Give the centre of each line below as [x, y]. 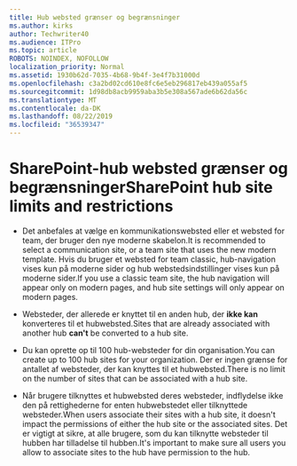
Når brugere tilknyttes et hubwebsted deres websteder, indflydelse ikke [152, 395]
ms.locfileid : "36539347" [57, 125]
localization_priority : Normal [67, 67]
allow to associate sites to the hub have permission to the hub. [136, 452]
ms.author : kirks [41, 26]
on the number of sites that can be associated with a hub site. [135, 378]
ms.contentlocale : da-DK [55, 108]
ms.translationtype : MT [53, 100]
